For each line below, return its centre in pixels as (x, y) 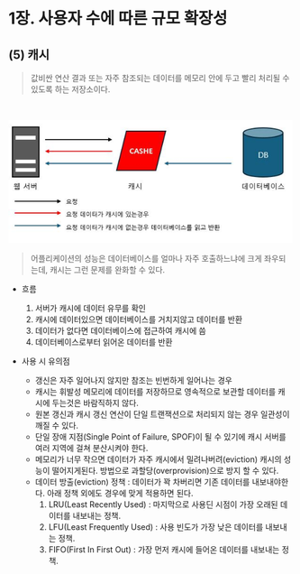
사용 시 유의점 (45, 361)
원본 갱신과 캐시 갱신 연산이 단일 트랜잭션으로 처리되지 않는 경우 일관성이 (162, 414)
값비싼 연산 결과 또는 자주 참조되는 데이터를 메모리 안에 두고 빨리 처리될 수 (160, 78)
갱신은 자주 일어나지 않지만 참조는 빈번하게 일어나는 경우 (134, 381)
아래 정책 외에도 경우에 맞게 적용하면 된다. (120, 494)
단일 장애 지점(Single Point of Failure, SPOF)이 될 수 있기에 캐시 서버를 (160, 437)
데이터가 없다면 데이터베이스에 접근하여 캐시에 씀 (120, 331)
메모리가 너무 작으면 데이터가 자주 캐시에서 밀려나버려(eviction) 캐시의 (158, 459)
